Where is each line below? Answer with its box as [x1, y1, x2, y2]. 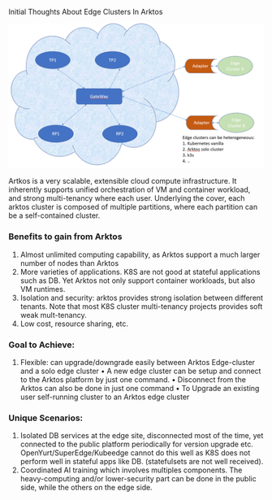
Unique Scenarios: [8, 412, 84, 424]
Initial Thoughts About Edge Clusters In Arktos [8, 7, 163, 16]
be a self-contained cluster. [8, 211, 101, 220]
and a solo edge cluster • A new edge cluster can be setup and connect [19, 366, 261, 376]
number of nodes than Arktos [19, 258, 119, 267]
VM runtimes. [19, 284, 66, 293]
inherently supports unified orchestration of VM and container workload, [8, 185, 251, 194]
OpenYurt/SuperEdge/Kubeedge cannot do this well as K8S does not [19, 448, 251, 458]
